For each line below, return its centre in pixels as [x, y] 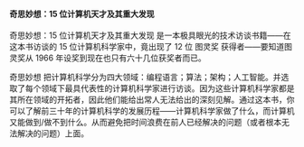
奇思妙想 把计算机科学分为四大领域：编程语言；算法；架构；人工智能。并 [145, 78]
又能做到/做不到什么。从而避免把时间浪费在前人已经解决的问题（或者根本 [146, 123]
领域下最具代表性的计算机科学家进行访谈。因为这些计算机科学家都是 [167, 88]
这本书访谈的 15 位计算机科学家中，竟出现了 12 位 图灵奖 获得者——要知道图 [151, 47]
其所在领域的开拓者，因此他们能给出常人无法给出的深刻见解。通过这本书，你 [152, 100]
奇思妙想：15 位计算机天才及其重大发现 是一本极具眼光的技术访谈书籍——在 [150, 35]
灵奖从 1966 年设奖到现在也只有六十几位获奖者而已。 [108, 58]
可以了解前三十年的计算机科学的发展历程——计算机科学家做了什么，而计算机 [152, 111]
